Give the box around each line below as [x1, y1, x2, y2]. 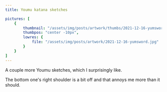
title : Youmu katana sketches [5, 7, 68, 12]
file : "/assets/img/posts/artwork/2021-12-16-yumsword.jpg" [31, 39, 159, 45]
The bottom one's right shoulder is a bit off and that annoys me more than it [5, 77, 160, 83]
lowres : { [23, 35, 43, 40]
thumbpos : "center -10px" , [23, 30, 79, 35]
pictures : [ [5, 16, 30, 21]
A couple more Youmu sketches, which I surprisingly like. [5, 67, 122, 73]
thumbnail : [23, 25, 46, 30]
